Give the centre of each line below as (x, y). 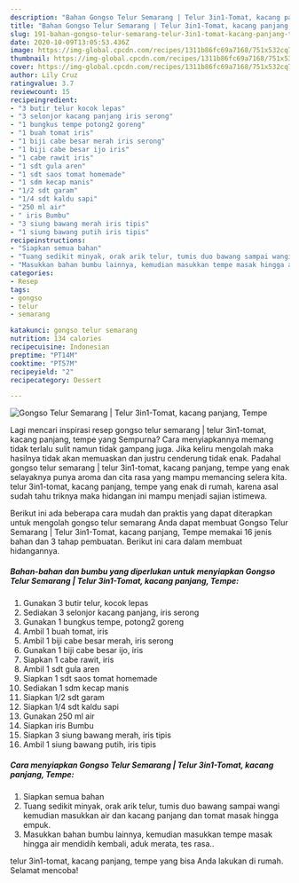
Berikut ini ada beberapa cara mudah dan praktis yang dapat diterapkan (142, 513)
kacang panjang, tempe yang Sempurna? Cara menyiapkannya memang (142, 439)
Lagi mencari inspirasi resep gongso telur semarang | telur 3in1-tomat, (138, 430)
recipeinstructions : (48, 240)
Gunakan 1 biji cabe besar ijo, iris (83, 650)
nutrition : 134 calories (56, 339)
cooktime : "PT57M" (44, 363)
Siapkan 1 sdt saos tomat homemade (90, 679)
